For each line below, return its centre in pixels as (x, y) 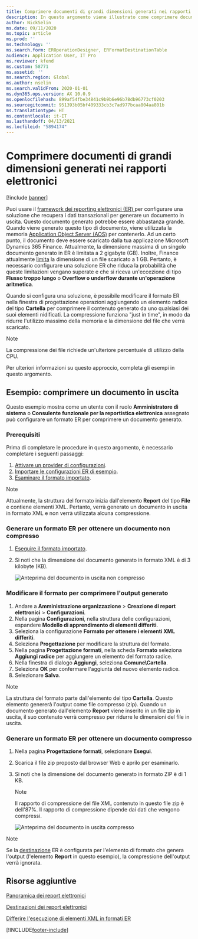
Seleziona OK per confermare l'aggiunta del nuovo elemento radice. (97, 669)
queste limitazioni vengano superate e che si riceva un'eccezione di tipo (94, 272)
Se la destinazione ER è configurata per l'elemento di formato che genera (95, 850)
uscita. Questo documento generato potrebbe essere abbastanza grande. (95, 221)
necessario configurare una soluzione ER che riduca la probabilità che (91, 265)
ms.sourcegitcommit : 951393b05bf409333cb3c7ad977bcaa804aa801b (85, 105)
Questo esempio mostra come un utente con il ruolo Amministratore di (92, 407)
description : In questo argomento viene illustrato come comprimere (92, 17)
